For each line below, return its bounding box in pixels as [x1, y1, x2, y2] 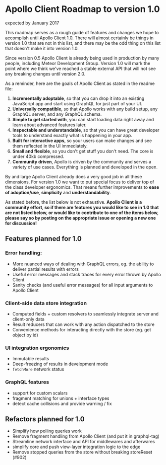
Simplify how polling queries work [12, 428, 82, 434]
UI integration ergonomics [5, 344, 69, 351]
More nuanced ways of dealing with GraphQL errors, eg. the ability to [12, 261, 154, 267]
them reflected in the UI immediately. [12, 143, 88, 149]
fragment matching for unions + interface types [12, 395, 110, 401]
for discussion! [5, 220, 37, 226]
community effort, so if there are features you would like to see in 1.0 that [5, 204, 159, 210]
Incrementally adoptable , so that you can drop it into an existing [12, 95, 145, 101]
